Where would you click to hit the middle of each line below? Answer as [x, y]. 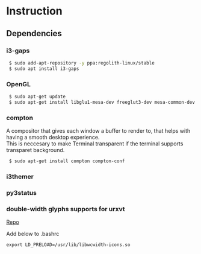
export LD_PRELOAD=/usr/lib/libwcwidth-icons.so [68, 245]
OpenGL [19, 84]
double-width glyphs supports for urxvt [66, 209]
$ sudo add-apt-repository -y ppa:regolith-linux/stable [82, 63]
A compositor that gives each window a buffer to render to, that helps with [98, 130]
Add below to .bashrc [33, 233]
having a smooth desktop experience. [53, 137]
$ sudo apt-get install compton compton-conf [67, 161]
